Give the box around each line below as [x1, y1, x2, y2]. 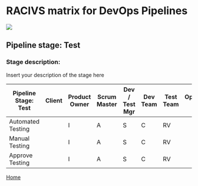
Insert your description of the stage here [6, 71, 104, 78]
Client [45, 96, 63, 104]
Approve [9, 151, 33, 160]
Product [68, 92, 91, 101]
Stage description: [6, 58, 61, 66]
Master [96, 100, 117, 108]
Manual [9, 134, 30, 142]
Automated [9, 117, 40, 125]
